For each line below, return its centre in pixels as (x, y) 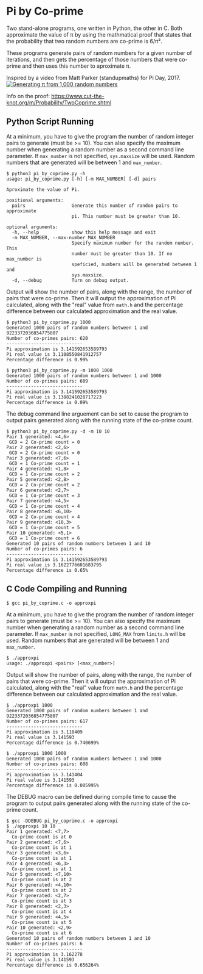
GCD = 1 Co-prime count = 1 (44, 463)
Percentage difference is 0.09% (47, 402)
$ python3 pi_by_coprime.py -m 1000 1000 (60, 370)
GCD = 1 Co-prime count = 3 (44, 496)
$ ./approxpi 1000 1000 (36, 753)
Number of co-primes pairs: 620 (47, 338)
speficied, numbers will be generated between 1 (134, 264)
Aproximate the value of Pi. (43, 189)
